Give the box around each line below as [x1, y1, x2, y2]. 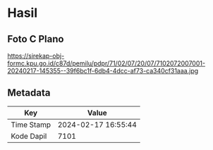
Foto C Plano [7, 33, 64, 45]
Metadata [7, 87, 51, 99]
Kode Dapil [11, 131, 47, 141]
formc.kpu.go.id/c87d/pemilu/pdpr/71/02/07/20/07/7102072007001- [7, 59, 206, 68]
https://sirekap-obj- [7, 51, 65, 60]
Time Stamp [11, 120, 51, 130]
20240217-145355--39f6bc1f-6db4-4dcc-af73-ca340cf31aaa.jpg [7, 67, 199, 75]
